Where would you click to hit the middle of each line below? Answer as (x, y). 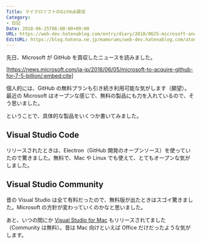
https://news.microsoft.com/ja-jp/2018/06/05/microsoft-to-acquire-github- (100, 69)
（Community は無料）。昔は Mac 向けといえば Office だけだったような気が (99, 227)
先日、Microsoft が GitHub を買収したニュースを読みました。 (81, 57)
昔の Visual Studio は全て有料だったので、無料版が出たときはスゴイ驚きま (97, 200)
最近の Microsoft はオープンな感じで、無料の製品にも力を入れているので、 (98, 96)
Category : (19, 17)
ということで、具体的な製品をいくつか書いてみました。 (74, 116)
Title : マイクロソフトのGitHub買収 (46, 12)
